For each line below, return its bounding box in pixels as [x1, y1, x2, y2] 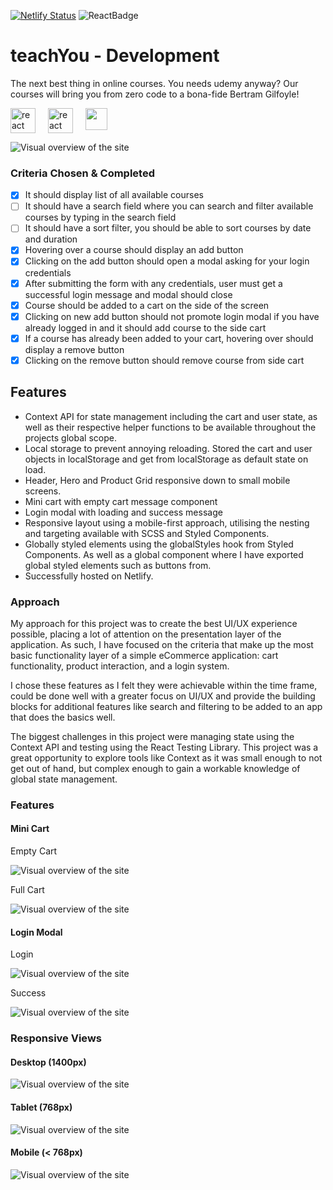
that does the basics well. [10, 711, 116, 723]
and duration [24, 233, 78, 245]
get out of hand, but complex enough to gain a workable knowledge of [10, 762, 301, 774]
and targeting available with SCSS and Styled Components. [24, 527, 270, 539]
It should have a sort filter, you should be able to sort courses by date [24, 222, 312, 234]
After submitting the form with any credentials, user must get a [24, 277, 283, 289]
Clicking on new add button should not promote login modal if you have [24, 310, 320, 322]
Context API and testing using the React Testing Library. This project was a [10, 741, 319, 753]
